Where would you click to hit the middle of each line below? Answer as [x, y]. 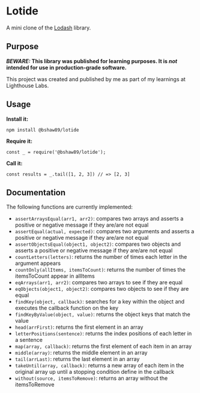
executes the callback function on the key [67, 308]
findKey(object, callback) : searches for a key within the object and [100, 302]
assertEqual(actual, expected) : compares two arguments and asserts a [105, 231]
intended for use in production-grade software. [67, 67]
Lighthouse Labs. [28, 85]
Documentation [36, 193]
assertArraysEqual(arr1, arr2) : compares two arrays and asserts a [99, 219]
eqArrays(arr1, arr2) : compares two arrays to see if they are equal [99, 282]
